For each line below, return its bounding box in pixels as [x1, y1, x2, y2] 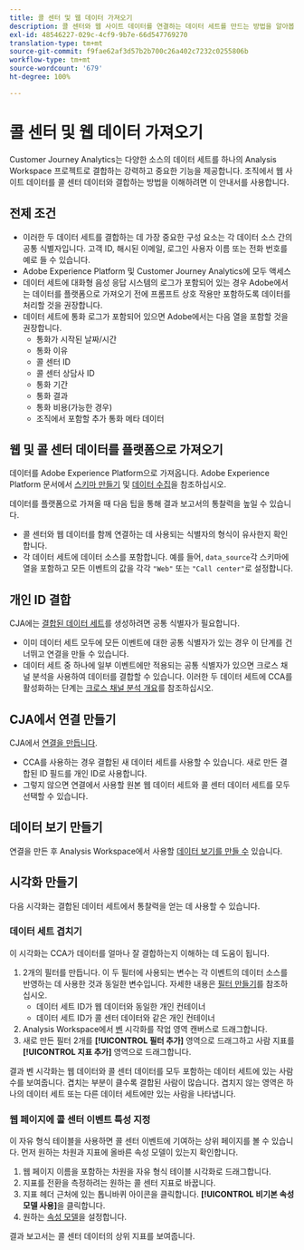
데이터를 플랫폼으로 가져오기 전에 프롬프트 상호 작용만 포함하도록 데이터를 [32, 288, 291, 299]
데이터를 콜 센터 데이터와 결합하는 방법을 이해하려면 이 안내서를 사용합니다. [25, 176, 290, 187]
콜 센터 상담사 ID [35, 367, 95, 378]
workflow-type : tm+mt [9, 55, 91, 64]
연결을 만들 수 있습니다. [46, 649, 129, 659]
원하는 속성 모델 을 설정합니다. [22, 1212, 128, 1223]
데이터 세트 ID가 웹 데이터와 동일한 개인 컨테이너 [35, 1001, 206, 1011]
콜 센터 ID [35, 356, 71, 367]
